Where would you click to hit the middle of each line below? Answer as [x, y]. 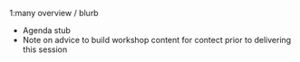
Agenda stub [46, 30]
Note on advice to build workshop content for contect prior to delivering [157, 40]
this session [45, 49]
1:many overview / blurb [54, 13]
